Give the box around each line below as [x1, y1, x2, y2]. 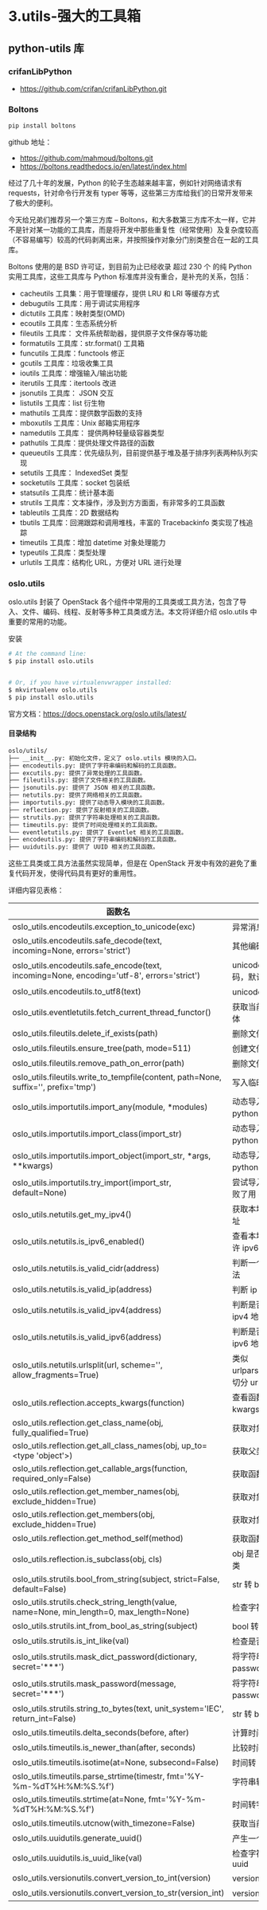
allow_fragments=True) [12, 1370, 99, 1381]
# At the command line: [8, 650, 87, 658]
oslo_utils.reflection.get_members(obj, [12, 1509, 155, 1520]
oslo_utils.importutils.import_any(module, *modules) [12, 1101, 208, 1112]
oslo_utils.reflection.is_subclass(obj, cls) [12, 1554, 163, 1565]
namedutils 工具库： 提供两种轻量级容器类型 [19, 428, 164, 438]
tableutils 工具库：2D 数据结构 [19, 508, 119, 518]
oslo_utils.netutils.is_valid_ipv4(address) [12, 1304, 162, 1316]
